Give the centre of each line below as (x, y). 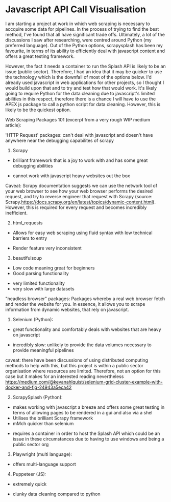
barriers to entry (30, 238)
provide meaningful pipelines (43, 350)
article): (13, 125)
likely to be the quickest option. (38, 110)
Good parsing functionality (41, 273)
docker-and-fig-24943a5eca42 (39, 387)
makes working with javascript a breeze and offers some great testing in (89, 407)
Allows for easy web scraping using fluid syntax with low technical (82, 233)
